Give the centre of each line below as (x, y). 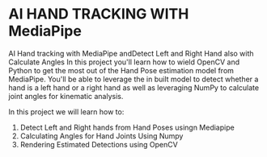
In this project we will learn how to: (66, 112)
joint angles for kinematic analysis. (66, 96)
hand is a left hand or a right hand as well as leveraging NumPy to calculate (134, 87)
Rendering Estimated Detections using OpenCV (99, 144)
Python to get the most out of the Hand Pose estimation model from (121, 70)
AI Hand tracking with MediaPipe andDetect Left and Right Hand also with (131, 53)
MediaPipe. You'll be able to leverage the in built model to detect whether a (133, 79)
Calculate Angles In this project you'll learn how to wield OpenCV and (124, 62)
